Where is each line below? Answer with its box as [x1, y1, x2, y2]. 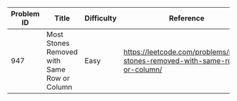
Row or [46, 74, 71, 83]
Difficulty [84, 13, 117, 23]
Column [46, 82, 73, 92]
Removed [46, 47, 78, 57]
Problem [11, 9, 40, 18]
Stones [46, 39, 71, 48]
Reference [169, 13, 205, 23]
